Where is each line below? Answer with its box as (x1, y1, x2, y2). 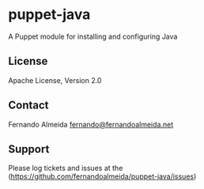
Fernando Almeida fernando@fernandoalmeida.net (8, 119, 174, 129)
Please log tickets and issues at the (8, 164, 123, 173)
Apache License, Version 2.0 (8, 75, 102, 85)
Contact (8, 99, 49, 112)
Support (8, 142, 50, 156)
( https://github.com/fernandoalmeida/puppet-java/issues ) (8, 172, 197, 181)
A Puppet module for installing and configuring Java (8, 32, 178, 41)
